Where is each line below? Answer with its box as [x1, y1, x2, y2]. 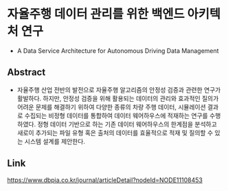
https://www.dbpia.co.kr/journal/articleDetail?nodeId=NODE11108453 [7, 176, 203, 184]
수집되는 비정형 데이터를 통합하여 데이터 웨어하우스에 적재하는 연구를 [24, 111, 208, 120]
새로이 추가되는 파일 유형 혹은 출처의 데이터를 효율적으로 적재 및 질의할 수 [16, 128, 214, 137]
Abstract [7, 67, 46, 78]
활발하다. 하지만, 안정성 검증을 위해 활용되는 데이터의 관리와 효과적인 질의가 [16, 94, 219, 102]
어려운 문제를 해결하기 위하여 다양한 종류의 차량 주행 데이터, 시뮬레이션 [16, 102, 206, 111]
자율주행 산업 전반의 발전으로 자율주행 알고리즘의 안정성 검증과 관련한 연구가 [16, 85, 221, 93]
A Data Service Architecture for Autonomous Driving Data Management [16, 46, 219, 55]
